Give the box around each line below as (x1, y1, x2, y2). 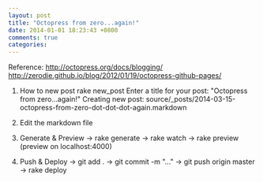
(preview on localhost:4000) (19, 142, 113, 151)
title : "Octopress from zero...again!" (8, 19, 140, 27)
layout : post (8, 11, 51, 20)
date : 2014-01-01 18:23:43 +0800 (8, 26, 118, 34)
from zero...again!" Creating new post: (19, 95, 145, 104)
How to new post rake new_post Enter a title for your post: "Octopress (19, 86, 248, 95)
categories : (8, 41, 47, 49)
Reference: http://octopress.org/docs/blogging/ (8, 62, 163, 72)
